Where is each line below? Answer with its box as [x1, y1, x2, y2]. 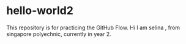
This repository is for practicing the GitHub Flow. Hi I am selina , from [6, 24, 180, 31]
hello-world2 [6, 4, 73, 18]
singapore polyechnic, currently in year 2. [6, 30, 111, 37]
